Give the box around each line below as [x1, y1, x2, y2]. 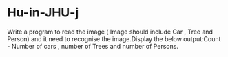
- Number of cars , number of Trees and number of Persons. [7, 42, 179, 50]
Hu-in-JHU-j [7, 5, 79, 21]
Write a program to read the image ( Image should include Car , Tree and [7, 27, 214, 36]
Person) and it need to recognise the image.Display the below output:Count [7, 34, 221, 43]
